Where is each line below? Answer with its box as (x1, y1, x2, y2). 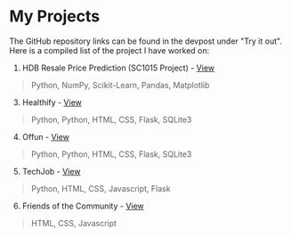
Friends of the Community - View (21, 200, 144, 211)
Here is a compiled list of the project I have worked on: (9, 45, 210, 55)
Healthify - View (21, 96, 82, 108)
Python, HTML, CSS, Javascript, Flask (30, 183, 171, 193)
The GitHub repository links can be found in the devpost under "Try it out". (9, 36, 283, 46)
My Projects (9, 6, 101, 27)
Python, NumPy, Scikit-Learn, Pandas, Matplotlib (30, 79, 210, 90)
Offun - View (21, 131, 69, 142)
